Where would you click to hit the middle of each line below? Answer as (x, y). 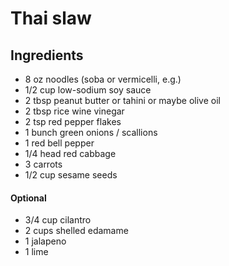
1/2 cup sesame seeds (71, 175)
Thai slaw (51, 18)
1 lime (36, 252)
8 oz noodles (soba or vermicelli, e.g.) (103, 79)
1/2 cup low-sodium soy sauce (88, 90)
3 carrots (43, 164)
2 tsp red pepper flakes (73, 121)
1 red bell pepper (59, 143)
